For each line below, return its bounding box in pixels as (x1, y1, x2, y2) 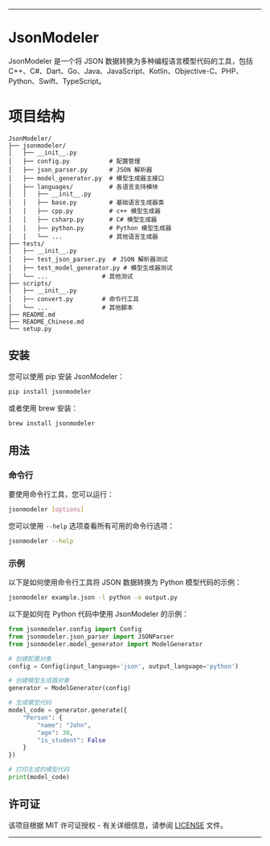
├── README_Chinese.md (8, 317, 84, 326)
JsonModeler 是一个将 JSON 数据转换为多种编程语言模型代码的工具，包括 (8, 56, 253, 65)
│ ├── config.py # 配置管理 (8, 157, 141, 165)
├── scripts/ (8, 279, 52, 287)
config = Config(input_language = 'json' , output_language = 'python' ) (8, 662, 239, 671)
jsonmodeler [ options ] (8, 506, 84, 514)
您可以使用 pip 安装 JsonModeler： (8, 371, 125, 381)
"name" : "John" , (37, 721, 92, 729)
